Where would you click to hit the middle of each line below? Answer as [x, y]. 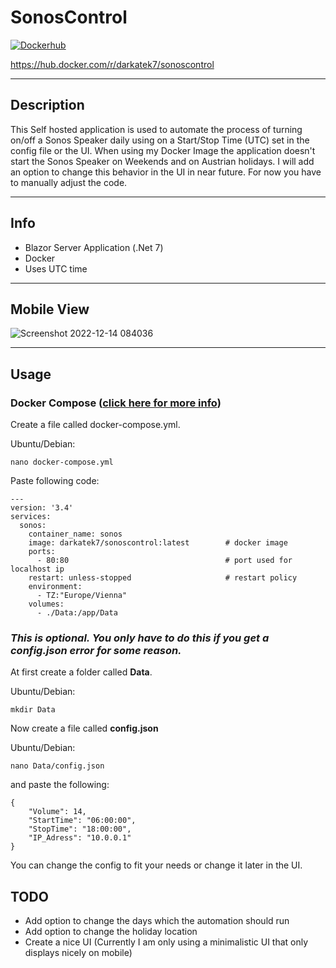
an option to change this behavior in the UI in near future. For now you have [166, 172]
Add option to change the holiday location [111, 932]
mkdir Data [33, 710]
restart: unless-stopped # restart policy [163, 578]
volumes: [46, 604]
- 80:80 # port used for [164, 561]
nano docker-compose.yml [62, 462]
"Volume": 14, [57, 812]
